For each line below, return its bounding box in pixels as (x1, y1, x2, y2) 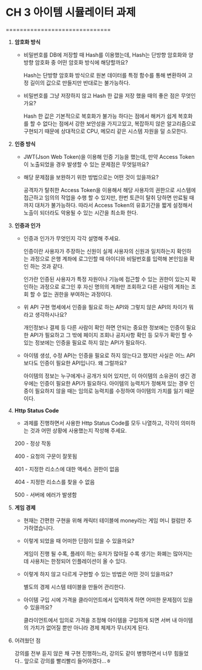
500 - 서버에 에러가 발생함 (14, 491, 77, 498)
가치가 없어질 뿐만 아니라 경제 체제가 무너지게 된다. (30, 623, 149, 631)
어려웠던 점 (14, 637, 41, 644)
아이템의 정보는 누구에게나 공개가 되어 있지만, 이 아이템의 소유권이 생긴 (23, 372, 190, 379)
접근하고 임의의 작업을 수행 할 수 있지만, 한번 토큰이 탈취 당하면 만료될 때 (23, 194, 195, 201)
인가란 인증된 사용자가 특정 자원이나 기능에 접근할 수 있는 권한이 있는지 (23, 275, 190, 283)
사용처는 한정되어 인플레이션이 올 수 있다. (30, 557, 127, 565)
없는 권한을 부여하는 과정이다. (42, 291, 112, 298)
